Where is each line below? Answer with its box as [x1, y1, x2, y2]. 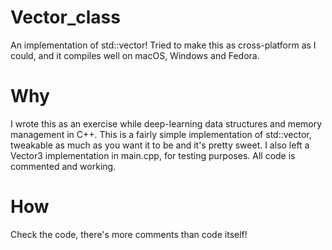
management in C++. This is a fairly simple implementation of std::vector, [10, 128, 312, 140]
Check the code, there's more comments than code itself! [10, 228, 248, 240]
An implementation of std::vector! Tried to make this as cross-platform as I [10, 39, 317, 51]
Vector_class [10, 6, 121, 29]
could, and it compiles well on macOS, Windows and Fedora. [10, 49, 260, 61]
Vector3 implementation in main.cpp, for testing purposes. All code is [10, 149, 296, 161]
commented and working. [10, 160, 117, 172]
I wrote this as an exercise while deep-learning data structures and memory [10, 117, 323, 130]
